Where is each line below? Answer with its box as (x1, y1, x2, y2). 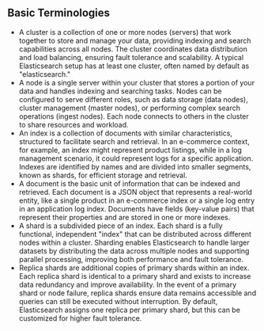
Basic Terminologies (7, 6, 111, 20)
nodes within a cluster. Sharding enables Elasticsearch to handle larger (18, 238, 250, 247)
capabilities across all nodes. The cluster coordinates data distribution (18, 44, 248, 54)
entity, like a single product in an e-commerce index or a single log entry (18, 196, 255, 205)
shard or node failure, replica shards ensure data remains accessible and (18, 288, 257, 298)
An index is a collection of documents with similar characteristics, (18, 128, 232, 138)
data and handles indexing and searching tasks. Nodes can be (18, 86, 222, 96)
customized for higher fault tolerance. (18, 313, 142, 323)
